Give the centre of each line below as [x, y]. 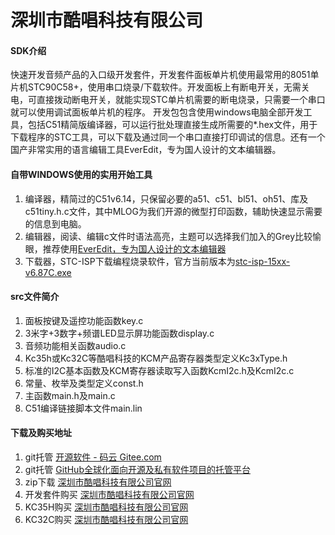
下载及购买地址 [41, 433]
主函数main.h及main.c [70, 395]
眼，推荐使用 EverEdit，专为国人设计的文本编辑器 [125, 248]
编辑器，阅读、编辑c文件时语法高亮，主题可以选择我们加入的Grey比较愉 [173, 236]
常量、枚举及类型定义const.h [84, 383]
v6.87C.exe [48, 272]
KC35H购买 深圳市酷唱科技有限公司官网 [106, 507]
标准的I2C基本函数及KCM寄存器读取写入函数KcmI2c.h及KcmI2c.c [159, 370]
